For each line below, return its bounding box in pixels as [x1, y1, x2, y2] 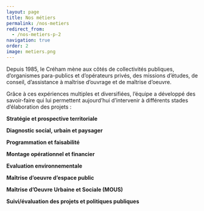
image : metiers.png [6, 49, 56, 55]
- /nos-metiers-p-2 [12, 32, 62, 38]
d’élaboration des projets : [6, 103, 72, 110]
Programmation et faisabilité [6, 138, 80, 146]
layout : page [6, 9, 40, 15]
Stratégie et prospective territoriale [6, 115, 98, 122]
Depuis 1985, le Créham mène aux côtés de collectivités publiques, [6, 65, 175, 73]
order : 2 [6, 43, 29, 49]
